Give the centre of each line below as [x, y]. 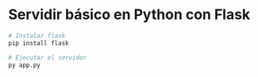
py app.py [25, 65]
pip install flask [39, 43]
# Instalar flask [37, 36]
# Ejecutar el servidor [48, 57]
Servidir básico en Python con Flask [129, 15]
